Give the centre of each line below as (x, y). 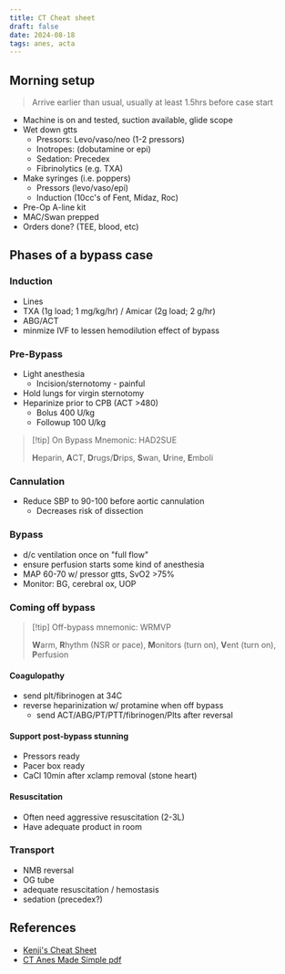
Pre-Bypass (36, 354)
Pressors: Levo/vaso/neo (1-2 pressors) (110, 140)
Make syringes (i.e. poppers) (76, 178)
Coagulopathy (37, 676)
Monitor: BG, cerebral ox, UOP (79, 583)
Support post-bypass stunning (69, 736)
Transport (32, 850)
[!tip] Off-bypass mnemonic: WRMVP (101, 627)
